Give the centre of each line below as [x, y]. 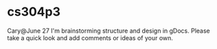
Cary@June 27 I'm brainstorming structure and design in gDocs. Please [109, 31]
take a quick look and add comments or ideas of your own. [90, 37]
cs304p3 [34, 12]
